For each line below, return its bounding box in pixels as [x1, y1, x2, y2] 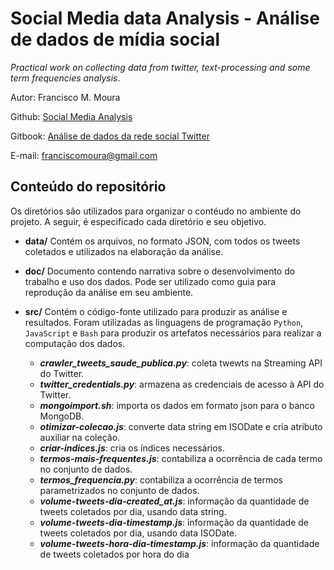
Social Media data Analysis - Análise [10, 7, 320, 30]
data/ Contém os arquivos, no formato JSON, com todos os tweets [24, 235, 301, 247]
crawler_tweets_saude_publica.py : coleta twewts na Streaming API [39, 357, 323, 369]
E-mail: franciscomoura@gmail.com [10, 149, 158, 161]
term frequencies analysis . [10, 72, 121, 84]
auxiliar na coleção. [39, 431, 121, 443]
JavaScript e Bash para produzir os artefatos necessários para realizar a [24, 327, 322, 339]
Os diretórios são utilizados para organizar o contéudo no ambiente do [10, 205, 302, 217]
